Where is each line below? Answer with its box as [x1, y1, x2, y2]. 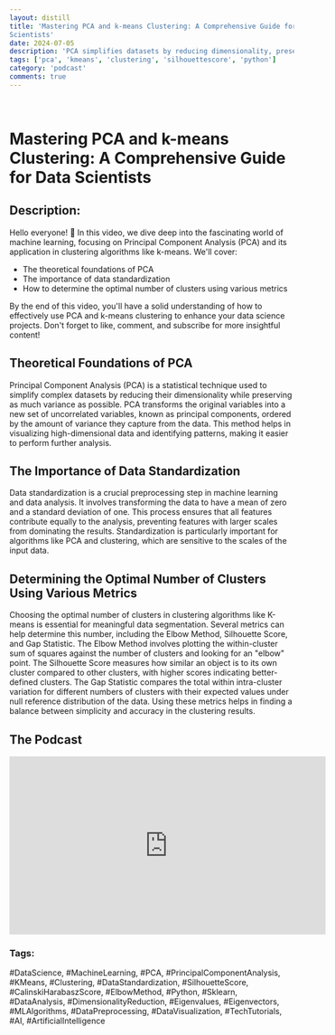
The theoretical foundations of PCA [22, 263, 154, 274]
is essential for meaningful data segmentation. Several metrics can [36, 619, 284, 630]
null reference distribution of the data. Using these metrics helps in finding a [9, 696, 293, 707]
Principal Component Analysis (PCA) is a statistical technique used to [9, 379, 268, 390]
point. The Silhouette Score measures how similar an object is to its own [9, 658, 278, 669]
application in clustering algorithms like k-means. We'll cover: [9, 246, 237, 257]
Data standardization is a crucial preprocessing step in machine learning [9, 488, 278, 499]
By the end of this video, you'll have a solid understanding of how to [9, 300, 263, 311]
